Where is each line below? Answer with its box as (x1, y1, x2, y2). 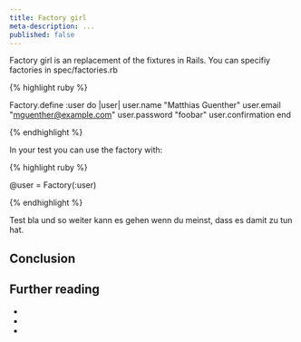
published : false (9, 30, 75, 39)
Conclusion (9, 250, 76, 266)
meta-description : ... (9, 22, 95, 31)
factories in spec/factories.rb (9, 64, 118, 75)
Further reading (9, 282, 100, 298)
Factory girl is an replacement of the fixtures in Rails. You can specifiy (9, 55, 270, 66)
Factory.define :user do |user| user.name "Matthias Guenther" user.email (9, 100, 281, 111)
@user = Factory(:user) (9, 180, 97, 191)
